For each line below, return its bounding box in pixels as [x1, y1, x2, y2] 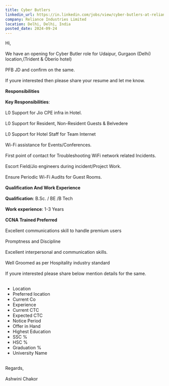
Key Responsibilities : [5, 99, 50, 105]
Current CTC [12, 307, 39, 313]
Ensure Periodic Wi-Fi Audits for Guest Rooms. [5, 174, 102, 180]
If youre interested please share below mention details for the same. [5, 270, 146, 277]
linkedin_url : [5, 12, 35, 17]
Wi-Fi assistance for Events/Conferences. [5, 142, 92, 148]
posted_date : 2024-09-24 [5, 26, 57, 31]
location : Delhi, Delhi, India [5, 21, 71, 27]
